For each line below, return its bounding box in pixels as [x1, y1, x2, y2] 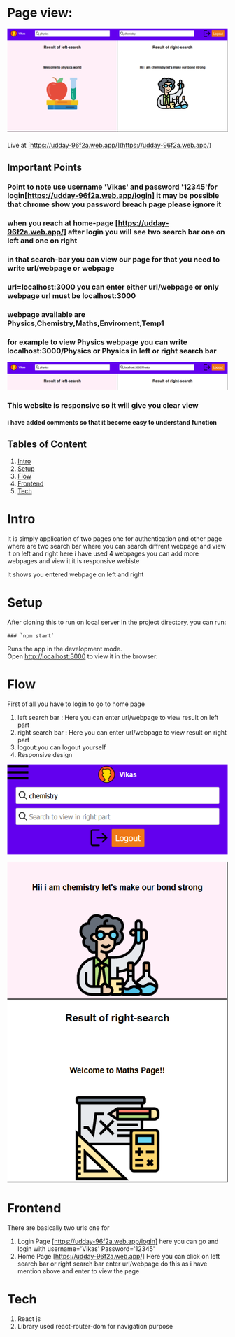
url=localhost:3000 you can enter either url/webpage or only [7, 282, 219, 292]
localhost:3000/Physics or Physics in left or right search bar [7, 346, 217, 356]
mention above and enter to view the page [17, 1267, 140, 1275]
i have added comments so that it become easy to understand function [7, 418, 218, 426]
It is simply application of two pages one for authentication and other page [7, 534, 222, 543]
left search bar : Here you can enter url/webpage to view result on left [17, 713, 219, 721]
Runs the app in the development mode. [7, 644, 122, 653]
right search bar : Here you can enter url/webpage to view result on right [17, 728, 227, 736]
